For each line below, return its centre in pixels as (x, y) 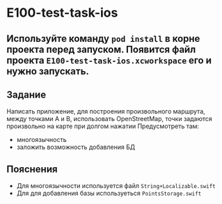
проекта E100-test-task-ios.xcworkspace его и (109, 60)
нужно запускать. (48, 71)
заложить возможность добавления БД (76, 147)
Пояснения (32, 169)
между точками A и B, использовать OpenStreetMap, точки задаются (110, 119)
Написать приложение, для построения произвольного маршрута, (106, 111)
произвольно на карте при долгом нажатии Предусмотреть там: (103, 126)
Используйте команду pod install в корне (103, 39)
